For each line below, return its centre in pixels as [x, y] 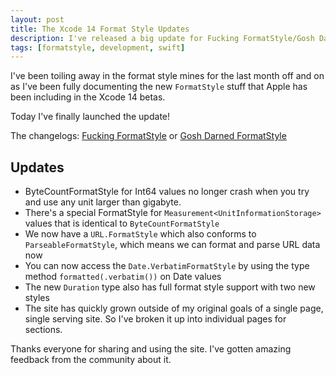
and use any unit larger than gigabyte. [103, 202]
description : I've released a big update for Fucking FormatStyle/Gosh [162, 38]
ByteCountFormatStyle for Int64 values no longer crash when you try [167, 192]
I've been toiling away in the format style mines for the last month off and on [167, 76]
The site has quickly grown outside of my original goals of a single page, [174, 308]
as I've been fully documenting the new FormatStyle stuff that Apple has [159, 87]
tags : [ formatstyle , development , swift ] [98, 47]
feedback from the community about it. [91, 360]
